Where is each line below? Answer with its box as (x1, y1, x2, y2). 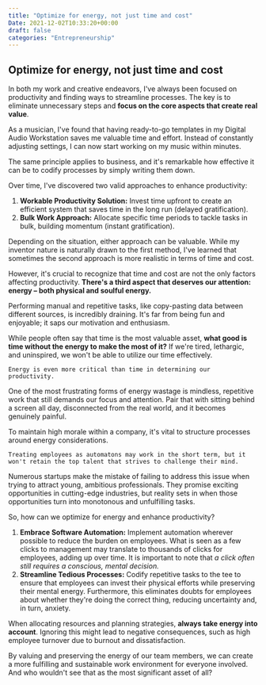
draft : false (8, 26, 51, 34)
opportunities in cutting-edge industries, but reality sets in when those (8, 488, 238, 498)
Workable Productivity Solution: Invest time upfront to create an (19, 196, 232, 206)
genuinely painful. (8, 411, 67, 421)
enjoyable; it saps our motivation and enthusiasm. (8, 318, 170, 327)
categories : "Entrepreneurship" (8, 33, 115, 42)
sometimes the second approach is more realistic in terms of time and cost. (8, 254, 255, 263)
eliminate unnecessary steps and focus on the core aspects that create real (8, 101, 258, 111)
